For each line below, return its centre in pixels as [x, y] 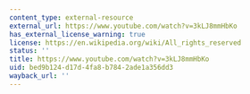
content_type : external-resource [71, 17]
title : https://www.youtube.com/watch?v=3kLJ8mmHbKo [109, 59]
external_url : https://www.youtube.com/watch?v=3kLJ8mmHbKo [124, 26]
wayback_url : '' [39, 76]
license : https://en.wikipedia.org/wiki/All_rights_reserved [125, 43]
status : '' [29, 51]
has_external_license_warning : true [77, 34]
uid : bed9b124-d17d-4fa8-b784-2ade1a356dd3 [92, 68]
